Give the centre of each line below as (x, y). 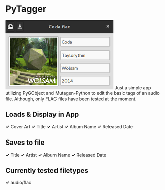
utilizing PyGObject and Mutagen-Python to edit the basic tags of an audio (82, 93)
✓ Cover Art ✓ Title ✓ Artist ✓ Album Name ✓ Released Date (69, 126)
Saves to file (25, 143)
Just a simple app (133, 88)
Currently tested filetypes (47, 171)
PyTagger (26, 9)
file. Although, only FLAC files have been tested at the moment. (71, 99)
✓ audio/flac (18, 183)
